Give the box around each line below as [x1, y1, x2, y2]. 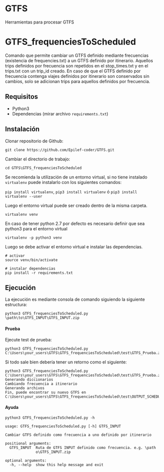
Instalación [5, 125, 40, 134]
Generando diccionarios [5, 377, 54, 382]
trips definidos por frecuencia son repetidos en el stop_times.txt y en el [5, 63, 148, 68]
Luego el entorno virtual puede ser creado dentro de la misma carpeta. [5, 202, 148, 208]
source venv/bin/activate [5, 257, 58, 262]
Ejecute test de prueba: [5, 337, 52, 342]
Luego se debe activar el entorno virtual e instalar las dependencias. [5, 244, 143, 249]
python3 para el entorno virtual [5, 225, 67, 231]
